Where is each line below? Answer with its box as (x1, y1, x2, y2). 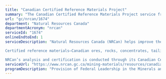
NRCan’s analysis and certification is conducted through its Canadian (5, 57, 156, 62)
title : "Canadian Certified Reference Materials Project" (5, 7, 127, 12)
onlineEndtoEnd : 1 (5, 35, 43, 40)
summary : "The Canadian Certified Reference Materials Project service (5, 12, 156, 17)
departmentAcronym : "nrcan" (5, 26, 63, 31)
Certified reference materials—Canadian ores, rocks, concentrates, (5, 48, 149, 53)
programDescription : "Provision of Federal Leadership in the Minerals (5, 66, 156, 72)
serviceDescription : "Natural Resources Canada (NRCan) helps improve (5, 39, 154, 44)
